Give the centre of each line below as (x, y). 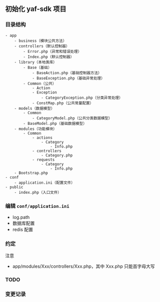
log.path (21, 217)
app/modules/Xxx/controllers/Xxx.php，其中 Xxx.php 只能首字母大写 (84, 266)
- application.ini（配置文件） (45, 183)
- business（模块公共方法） (40, 41)
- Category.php (57, 155)
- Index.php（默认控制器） (49, 57)
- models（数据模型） (35, 108)
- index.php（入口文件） (38, 192)
